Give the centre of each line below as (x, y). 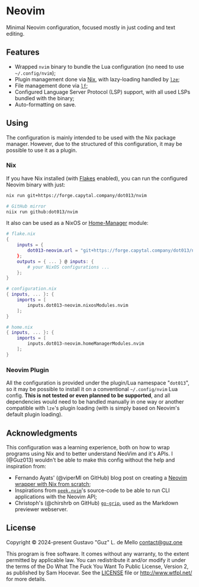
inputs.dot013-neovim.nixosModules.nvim (78, 305)
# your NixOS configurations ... (69, 267)
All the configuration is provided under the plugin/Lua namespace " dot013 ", (98, 383)
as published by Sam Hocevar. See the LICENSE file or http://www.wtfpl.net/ (99, 572)
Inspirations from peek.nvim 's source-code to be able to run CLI (92, 490)
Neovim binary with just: (36, 185)
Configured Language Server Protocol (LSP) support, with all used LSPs (102, 92)
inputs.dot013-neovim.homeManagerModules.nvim (86, 344)
